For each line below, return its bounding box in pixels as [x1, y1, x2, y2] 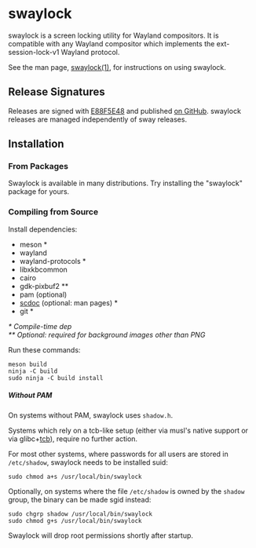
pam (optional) [19, 290, 68, 299]
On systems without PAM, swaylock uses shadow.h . [8, 410, 174, 420]
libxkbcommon [19, 265, 68, 274]
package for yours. [8, 187, 70, 196]
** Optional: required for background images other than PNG [8, 330, 206, 339]
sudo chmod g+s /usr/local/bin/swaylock [8, 517, 143, 524]
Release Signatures [8, 86, 105, 99]
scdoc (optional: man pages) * [19, 298, 118, 307]
